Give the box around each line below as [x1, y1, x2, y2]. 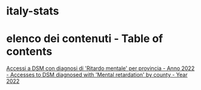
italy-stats [6, 4, 59, 18]
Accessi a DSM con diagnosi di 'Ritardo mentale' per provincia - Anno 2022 [6, 65, 195, 72]
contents [6, 45, 53, 59]
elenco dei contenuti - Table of [6, 32, 163, 46]
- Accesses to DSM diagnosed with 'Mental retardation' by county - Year [6, 71, 188, 79]
